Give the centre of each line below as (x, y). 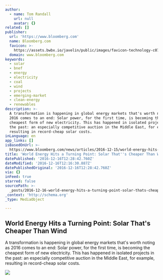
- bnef (16, 69)
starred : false (20, 181)
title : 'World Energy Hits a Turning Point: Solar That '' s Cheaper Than (80, 154)
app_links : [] (19, 141)
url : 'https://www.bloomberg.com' (44, 37)
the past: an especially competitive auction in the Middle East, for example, (80, 258)
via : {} (13, 172)
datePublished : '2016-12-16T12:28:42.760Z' (50, 158)
